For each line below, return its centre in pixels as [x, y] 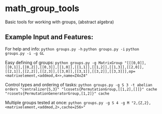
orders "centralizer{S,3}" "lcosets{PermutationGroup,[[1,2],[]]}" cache [81, 89]
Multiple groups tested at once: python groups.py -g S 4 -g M [67, 102]
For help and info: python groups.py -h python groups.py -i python [72, 49]
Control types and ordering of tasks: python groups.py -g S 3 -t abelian [79, 84]
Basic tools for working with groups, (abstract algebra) [59, 22]
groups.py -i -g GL [25, 53]
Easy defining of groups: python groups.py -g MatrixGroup [64, 62]
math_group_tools [42, 8]
